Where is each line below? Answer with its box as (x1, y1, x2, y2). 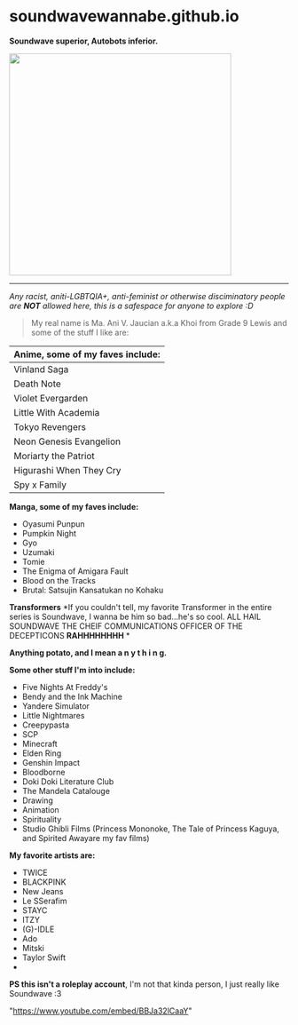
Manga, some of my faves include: (9, 501, 139, 512)
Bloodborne (21, 767, 66, 777)
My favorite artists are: (9, 850, 96, 861)
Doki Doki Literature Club (21, 775, 114, 787)
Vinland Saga (13, 362, 69, 375)
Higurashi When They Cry (13, 464, 122, 476)
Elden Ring (21, 748, 62, 759)
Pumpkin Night (21, 528, 77, 538)
